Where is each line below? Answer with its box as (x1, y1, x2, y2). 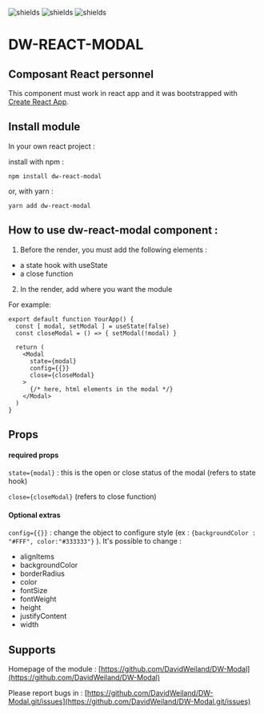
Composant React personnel (8, 67, 154, 81)
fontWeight (19, 594, 57, 604)
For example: (8, 300, 52, 309)
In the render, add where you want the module (19, 284, 173, 293)
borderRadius (19, 568, 66, 579)
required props (8, 450, 59, 460)
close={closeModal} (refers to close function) (8, 492, 158, 501)
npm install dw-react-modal (8, 172, 102, 180)
